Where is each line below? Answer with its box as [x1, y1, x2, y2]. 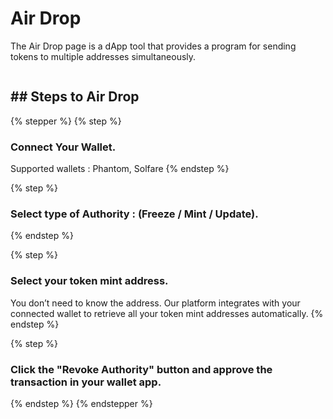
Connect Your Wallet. [10, 140, 117, 154]
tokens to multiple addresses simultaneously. [10, 50, 197, 62]
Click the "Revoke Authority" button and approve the [10, 362, 273, 376]
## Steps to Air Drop [10, 88, 140, 106]
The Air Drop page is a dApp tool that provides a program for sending [10, 40, 297, 52]
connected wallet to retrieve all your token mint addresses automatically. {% [10, 307, 324, 319]
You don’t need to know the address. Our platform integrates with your [10, 297, 301, 309]
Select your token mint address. [10, 274, 169, 288]
